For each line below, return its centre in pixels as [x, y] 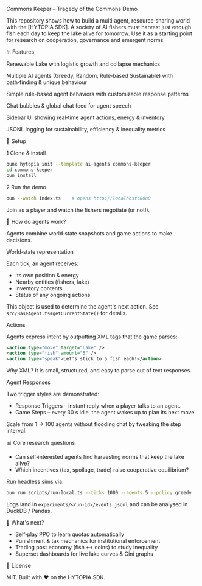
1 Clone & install [26, 153]
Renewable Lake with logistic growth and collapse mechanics [83, 64]
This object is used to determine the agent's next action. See [83, 306]
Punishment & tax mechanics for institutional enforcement [88, 541]
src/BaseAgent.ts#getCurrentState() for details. [67, 313]
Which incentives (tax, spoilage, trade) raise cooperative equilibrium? [102, 470]
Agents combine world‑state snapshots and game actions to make [89, 233]
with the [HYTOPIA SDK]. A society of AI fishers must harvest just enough [99, 27]
